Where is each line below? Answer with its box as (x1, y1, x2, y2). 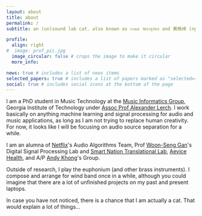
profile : (6, 37, 28, 43)
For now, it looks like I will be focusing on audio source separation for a (6, 123, 182, 130)
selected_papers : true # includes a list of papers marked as (6, 75, 165, 81)
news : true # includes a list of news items (6, 70, 120, 76)
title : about (6, 14, 39, 21)
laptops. (6, 185, 26, 192)
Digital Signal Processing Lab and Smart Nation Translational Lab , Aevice (6, 148, 187, 155)
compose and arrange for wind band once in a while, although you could (6, 173, 186, 180)
